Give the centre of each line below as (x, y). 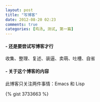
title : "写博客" (22, 15)
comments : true (22, 24)
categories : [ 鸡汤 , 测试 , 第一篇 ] (39, 29)
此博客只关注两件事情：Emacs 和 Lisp (45, 84)
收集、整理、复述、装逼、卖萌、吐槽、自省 (50, 58)
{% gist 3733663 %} (27, 94)
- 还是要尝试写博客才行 (29, 46)
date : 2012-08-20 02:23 (31, 19)
